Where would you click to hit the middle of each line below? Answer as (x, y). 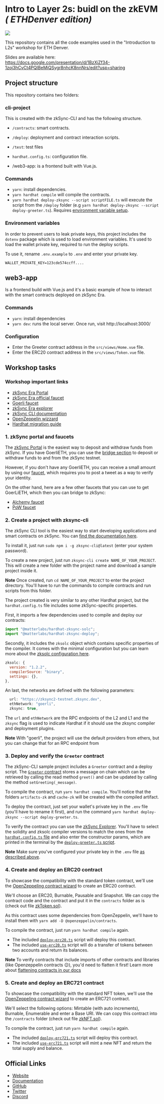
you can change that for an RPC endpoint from (52, 743)
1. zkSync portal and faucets (40, 436)
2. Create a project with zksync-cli (47, 520)
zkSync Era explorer (33, 408)
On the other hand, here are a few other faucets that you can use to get (77, 488)
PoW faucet (24, 507)
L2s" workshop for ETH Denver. (37, 47)
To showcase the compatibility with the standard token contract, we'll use (79, 880)
